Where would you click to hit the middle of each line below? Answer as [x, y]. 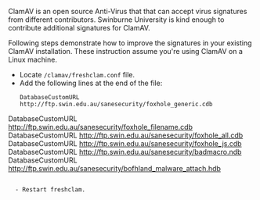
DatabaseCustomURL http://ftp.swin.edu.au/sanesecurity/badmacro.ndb [125, 152]
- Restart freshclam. [51, 190]
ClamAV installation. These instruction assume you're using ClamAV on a [125, 51]
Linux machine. [32, 59]
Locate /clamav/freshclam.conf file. [77, 75]
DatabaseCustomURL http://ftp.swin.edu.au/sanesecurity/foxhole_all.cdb [126, 135]
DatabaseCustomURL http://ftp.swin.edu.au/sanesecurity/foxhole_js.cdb [125, 143]
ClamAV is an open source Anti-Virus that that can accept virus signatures [128, 11]
